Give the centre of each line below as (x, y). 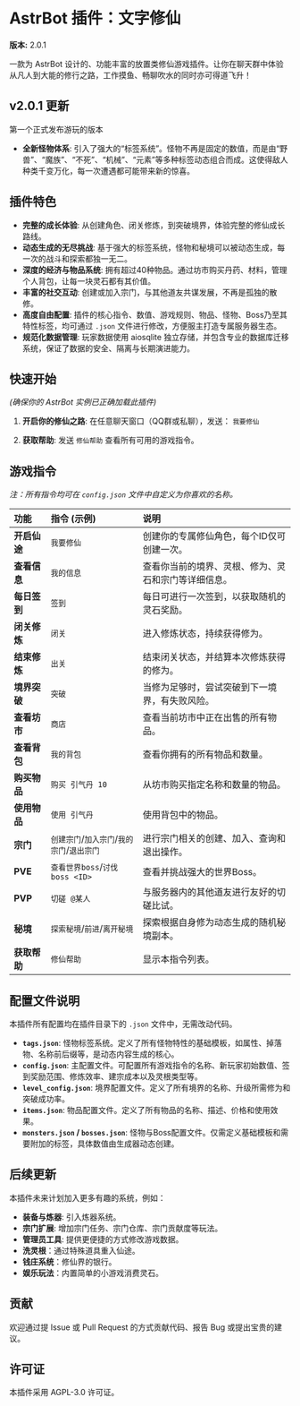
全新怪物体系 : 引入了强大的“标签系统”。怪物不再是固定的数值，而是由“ (151, 148)
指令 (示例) (73, 519)
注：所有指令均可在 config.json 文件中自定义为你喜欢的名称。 (124, 494)
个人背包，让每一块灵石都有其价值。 (89, 281)
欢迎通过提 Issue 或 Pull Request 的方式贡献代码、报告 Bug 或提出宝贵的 (142, 1327)
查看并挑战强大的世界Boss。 (202, 872)
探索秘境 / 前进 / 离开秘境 (92, 929)
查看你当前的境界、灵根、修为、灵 (214, 567)
